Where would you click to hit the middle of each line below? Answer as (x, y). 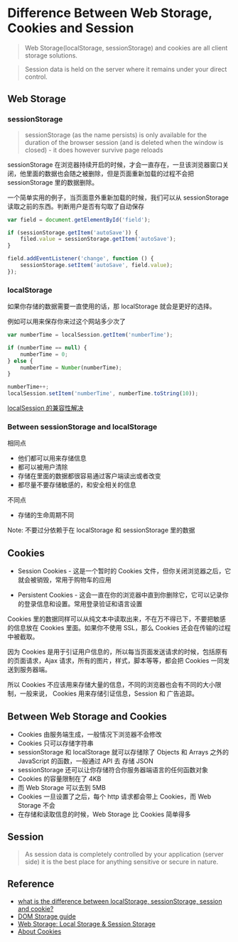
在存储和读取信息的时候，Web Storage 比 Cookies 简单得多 (104, 814)
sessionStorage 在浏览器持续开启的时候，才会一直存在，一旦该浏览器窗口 (115, 164)
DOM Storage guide (47, 916)
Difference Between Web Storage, (110, 13)
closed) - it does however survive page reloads (94, 150)
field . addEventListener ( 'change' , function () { (81, 259)
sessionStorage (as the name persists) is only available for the (116, 135)
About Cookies (39, 931)
